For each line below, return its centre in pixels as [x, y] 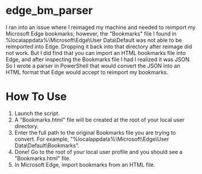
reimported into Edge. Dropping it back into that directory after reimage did [99, 47]
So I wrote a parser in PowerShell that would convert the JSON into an [93, 66]
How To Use [36, 97]
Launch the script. [37, 113]
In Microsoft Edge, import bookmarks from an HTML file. [85, 164]
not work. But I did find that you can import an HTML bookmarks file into [96, 53]
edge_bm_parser [49, 11]
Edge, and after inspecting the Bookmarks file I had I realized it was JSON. [98, 59]
